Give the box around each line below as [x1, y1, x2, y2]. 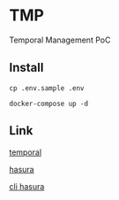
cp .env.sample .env [9, 83, 86, 93]
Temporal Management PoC [9, 35, 111, 45]
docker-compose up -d [9, 99, 89, 108]
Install [9, 60, 44, 75]
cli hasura [9, 181, 45, 191]
